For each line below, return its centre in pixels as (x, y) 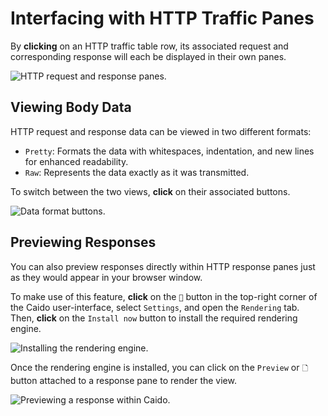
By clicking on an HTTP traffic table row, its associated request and (149, 46)
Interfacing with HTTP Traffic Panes (162, 18)
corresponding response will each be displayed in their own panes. (148, 56)
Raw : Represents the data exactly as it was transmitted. (137, 172)
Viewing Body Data (71, 107)
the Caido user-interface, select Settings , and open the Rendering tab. (155, 307)
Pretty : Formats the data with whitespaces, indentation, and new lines (169, 151)
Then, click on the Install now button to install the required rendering (154, 318)
